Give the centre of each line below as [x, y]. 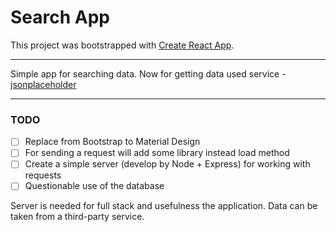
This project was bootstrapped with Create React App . [122, 45]
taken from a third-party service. [77, 217]
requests [43, 175]
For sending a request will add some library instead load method [157, 153]
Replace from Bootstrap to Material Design [112, 142]
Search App [60, 17]
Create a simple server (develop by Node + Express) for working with [167, 164]
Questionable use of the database [94, 186]
